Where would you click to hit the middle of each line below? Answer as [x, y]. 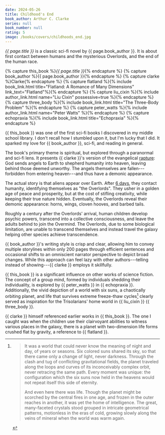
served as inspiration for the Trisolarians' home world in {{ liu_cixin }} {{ [77, 301]
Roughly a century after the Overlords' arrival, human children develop [76, 213]
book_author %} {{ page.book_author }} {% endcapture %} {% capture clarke [82, 76]
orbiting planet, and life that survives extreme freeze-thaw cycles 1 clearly [79, 295]
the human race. [22, 61]
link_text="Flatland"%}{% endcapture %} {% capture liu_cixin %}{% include [82, 92]
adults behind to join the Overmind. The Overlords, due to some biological [80, 224]
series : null [18, 23]
